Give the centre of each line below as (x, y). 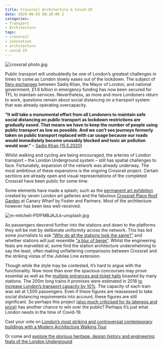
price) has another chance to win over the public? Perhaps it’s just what (77, 307)
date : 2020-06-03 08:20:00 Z (35, 14)
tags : (10, 32)
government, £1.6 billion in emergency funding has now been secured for (78, 89)
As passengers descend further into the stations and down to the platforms (80, 225)
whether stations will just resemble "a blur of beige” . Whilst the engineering (81, 240)
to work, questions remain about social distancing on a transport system (77, 100)
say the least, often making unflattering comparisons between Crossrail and (81, 251)
